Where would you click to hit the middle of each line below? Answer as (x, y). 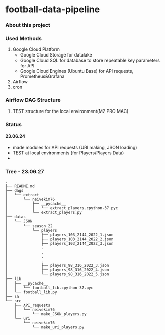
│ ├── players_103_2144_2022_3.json (59, 244)
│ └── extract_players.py (44, 213)
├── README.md (20, 186)
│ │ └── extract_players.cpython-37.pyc (62, 208)
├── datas (16, 217)
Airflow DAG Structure (33, 100)
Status (13, 124)
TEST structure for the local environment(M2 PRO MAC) (70, 111)
